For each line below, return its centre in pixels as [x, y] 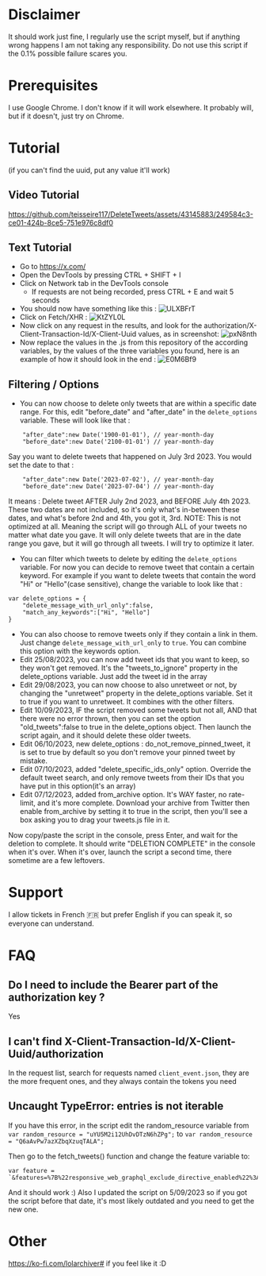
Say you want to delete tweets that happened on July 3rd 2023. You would [130, 457]
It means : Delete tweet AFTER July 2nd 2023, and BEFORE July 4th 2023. [129, 501]
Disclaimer [44, 15]
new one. [23, 1209]
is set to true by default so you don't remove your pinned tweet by [127, 753]
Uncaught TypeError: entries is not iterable [116, 1106]
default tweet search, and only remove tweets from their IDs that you [132, 778]
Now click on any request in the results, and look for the [111, 326]
